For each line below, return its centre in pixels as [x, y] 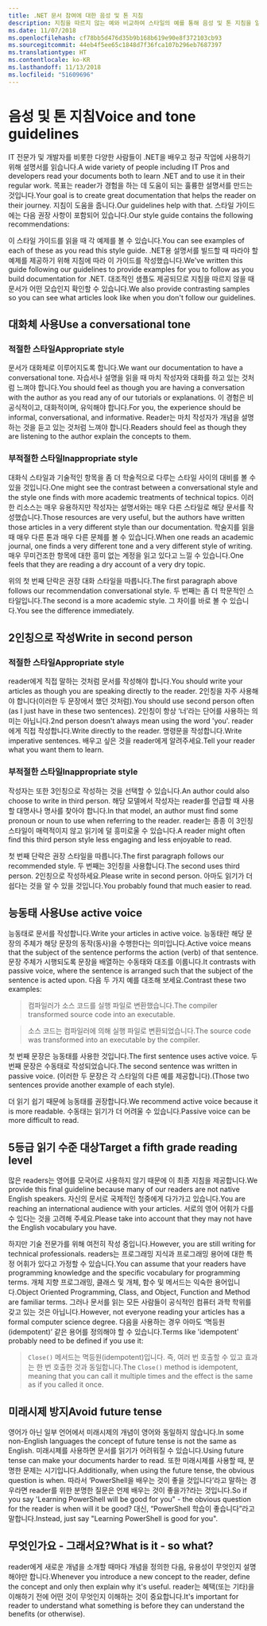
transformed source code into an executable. [101, 1015]
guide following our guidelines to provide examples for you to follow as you [131, 269]
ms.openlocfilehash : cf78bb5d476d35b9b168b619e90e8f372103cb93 [115, 38]
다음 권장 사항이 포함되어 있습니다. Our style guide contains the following [138, 215]
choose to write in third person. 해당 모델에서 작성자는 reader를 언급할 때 [124, 800]
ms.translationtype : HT [48, 52]
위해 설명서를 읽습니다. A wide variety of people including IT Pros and [119, 167]
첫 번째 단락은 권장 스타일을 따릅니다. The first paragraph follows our [116, 856]
